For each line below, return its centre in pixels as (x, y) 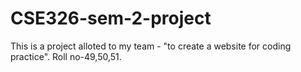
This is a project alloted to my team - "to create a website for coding (151, 46)
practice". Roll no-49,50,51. (66, 56)
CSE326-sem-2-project (111, 18)
